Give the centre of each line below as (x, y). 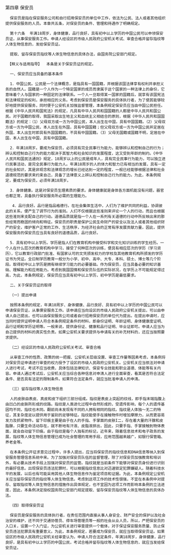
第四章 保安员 (19, 7)
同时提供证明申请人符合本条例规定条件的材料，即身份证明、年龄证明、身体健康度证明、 (87, 321)
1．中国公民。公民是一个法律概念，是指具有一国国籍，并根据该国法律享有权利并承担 (85, 84)
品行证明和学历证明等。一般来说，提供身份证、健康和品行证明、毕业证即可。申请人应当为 (85, 327)
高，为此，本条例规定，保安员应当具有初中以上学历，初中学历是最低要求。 (72, 275)
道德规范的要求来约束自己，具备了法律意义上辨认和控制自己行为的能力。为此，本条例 (81, 175)
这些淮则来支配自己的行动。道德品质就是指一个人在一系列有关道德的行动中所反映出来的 (83, 216)
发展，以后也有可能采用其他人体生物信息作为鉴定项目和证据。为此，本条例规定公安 (87, 474)
